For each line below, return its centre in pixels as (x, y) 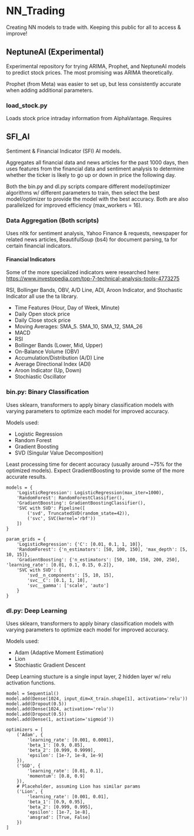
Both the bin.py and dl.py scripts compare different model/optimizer (88, 186)
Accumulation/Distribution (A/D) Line (59, 358)
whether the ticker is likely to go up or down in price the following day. (91, 175)
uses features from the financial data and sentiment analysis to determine (95, 169)
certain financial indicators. (39, 246)
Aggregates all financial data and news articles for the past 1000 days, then (97, 162)
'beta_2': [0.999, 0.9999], (61, 750)
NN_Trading (36, 11)
